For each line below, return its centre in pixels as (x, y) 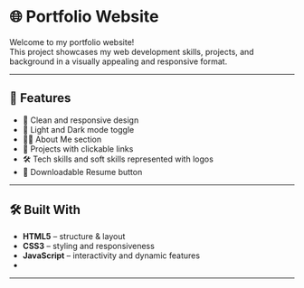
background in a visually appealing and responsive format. (119, 61)
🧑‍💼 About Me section (62, 139)
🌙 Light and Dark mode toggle (78, 129)
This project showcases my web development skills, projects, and (132, 51)
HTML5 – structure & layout (74, 236)
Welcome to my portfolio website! (72, 42)
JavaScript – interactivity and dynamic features (111, 255)
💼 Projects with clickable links (78, 149)
